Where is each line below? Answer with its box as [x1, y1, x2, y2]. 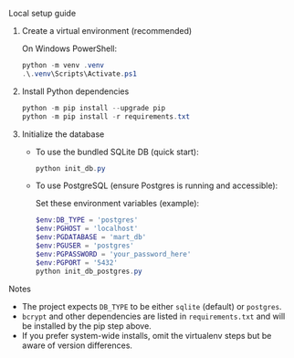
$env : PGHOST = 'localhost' [35, 224, 139, 234]
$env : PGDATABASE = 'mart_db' [35, 233, 147, 242]
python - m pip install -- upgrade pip [21, 103, 166, 112]
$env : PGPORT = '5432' [35, 258, 118, 268]
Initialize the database [21, 128, 105, 140]
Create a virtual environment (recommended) [21, 26, 193, 36]
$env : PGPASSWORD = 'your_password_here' [35, 249, 192, 258]
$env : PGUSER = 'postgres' [35, 241, 134, 250]
